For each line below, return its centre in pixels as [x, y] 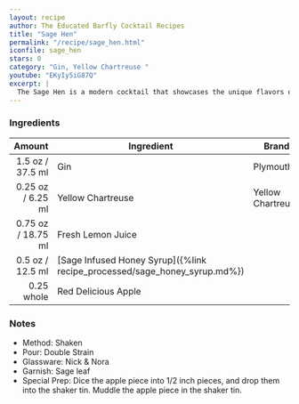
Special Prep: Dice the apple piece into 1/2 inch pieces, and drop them [151, 381]
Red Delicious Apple [99, 291]
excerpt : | [29, 84]
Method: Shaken [52, 343]
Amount [31, 146]
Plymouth [273, 166]
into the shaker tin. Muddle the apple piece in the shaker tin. [132, 390]
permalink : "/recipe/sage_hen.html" [77, 42]
